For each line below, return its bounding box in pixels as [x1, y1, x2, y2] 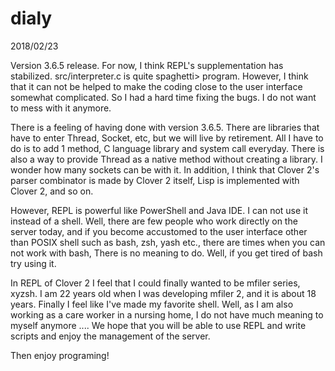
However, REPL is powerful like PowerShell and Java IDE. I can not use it [10, 204, 309, 216]
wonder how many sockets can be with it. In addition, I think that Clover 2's [10, 163, 320, 176]
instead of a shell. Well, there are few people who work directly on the [10, 215, 298, 227]
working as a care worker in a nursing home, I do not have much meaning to [10, 308, 324, 321]
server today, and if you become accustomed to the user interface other [10, 225, 308, 237]
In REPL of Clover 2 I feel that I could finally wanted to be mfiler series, [10, 277, 301, 289]
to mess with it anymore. [10, 102, 112, 114]
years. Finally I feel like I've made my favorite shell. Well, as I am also [10, 298, 294, 310]
